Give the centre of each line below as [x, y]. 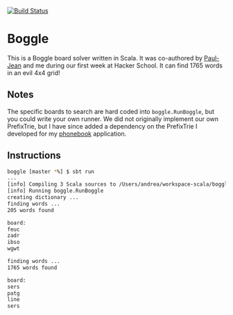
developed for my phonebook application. [67, 134]
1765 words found [32, 268]
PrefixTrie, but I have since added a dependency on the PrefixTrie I [102, 126]
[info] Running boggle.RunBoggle [55, 191]
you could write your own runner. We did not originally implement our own [113, 119]
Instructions [34, 155]
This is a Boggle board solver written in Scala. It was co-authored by [105, 58]
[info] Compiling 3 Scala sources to [62, 184]
